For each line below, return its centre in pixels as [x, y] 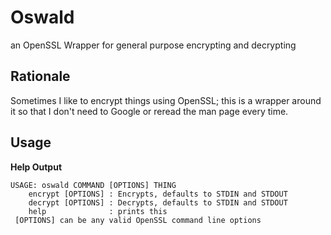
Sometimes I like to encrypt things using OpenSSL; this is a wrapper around [166, 100]
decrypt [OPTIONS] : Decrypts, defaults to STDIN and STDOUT [158, 202]
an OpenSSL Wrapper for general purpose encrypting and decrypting [153, 45]
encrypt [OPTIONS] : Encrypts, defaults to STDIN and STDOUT [158, 194]
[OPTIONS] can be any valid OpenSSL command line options [138, 220]
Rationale [40, 76]
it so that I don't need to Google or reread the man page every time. [149, 111]
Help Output [36, 167]
